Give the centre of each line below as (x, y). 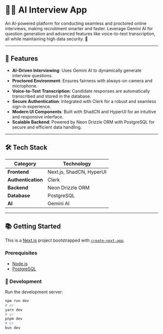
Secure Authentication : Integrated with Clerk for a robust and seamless (84, 101)
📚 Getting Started (33, 226)
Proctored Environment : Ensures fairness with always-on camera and (82, 81)
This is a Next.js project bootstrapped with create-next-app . (65, 240)
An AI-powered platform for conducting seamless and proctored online (76, 23)
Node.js (20, 264)
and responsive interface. (38, 117)
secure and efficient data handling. (47, 127)
